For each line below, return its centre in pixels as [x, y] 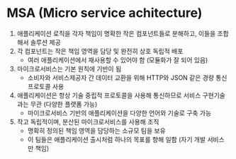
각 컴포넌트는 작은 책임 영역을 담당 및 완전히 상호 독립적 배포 [100, 51]
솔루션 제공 [45, 42]
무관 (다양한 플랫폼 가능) [64, 104]
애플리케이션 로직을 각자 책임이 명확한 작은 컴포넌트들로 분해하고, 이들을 [116, 33]
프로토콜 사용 [46, 86]
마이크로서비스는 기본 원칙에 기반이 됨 [69, 69]
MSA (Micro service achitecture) [105, 13]
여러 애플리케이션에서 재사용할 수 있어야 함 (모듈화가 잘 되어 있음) [118, 60]
